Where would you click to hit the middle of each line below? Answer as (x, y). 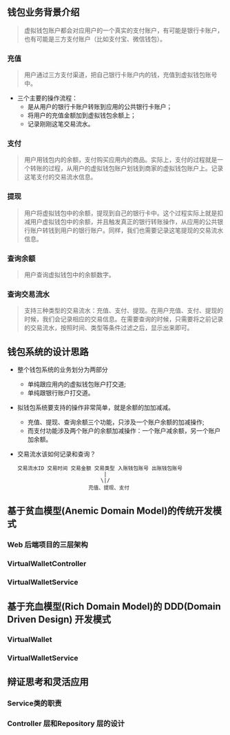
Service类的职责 (34, 703)
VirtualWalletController (47, 564)
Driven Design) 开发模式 (59, 619)
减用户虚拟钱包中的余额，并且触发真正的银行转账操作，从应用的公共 (121, 221)
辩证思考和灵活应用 (48, 682)
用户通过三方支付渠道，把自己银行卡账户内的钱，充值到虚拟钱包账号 (121, 75)
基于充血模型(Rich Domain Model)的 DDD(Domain (114, 606)
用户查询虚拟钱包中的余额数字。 (69, 275)
